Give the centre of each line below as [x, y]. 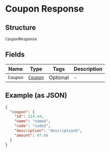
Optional [59, 78]
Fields [15, 54]
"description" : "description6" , [48, 131]
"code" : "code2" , [33, 126]
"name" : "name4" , [33, 121]
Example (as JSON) [36, 96]
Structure [21, 28]
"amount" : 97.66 [32, 135]
